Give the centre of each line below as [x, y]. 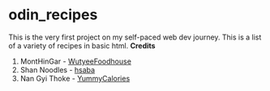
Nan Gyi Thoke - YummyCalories [75, 78]
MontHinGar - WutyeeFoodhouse [76, 61]
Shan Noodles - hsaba [58, 69]
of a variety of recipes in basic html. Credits [82, 45]
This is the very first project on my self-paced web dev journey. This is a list [135, 37]
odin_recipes [53, 15]
